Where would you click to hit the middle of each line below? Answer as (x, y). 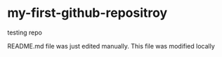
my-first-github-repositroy (87, 13)
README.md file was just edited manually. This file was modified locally (111, 46)
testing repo (25, 32)
